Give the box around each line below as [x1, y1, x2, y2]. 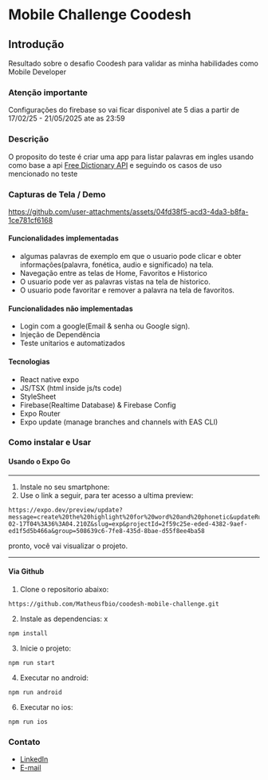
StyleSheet [19, 392, 57, 401]
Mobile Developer [8, 67, 67, 77]
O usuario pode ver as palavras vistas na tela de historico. [19, 277, 211, 287]
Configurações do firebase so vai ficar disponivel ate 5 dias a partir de [8, 105, 240, 115]
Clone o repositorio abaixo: [19, 584, 109, 594]
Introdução [8, 38, 65, 51]
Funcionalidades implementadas [8, 233, 119, 243]
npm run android [8, 688, 62, 696]
